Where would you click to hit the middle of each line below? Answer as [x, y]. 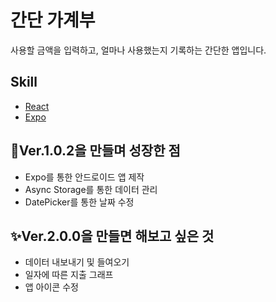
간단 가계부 [53, 20]
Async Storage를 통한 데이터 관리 [91, 189]
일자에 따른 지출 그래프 [69, 275]
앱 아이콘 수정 [51, 287]
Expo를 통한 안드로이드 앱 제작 [84, 177]
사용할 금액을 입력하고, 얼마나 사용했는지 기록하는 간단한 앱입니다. [138, 50]
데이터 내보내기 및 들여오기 [77, 262]
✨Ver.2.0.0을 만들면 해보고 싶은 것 [112, 236]
